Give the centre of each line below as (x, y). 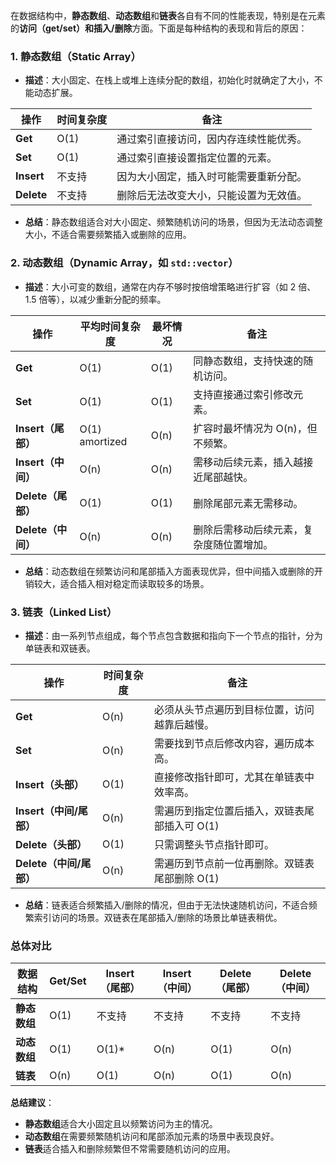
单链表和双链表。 (60, 648)
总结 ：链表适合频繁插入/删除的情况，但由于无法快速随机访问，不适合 (166, 905)
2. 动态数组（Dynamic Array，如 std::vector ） (124, 263)
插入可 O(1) (192, 826)
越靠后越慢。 (184, 724)
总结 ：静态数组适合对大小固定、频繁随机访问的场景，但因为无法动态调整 (173, 222)
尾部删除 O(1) (187, 878)
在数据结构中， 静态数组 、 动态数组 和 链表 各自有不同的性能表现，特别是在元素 (168, 15)
